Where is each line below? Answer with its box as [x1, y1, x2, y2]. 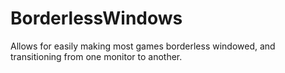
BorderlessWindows [10, 7, 183, 30]
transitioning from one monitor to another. [10, 50, 183, 62]
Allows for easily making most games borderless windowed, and [10, 40, 276, 52]
